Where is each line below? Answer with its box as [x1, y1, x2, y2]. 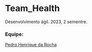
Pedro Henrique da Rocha [5, 42, 57, 48]
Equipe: [5, 31, 24, 38]
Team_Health [5, 3, 60, 14]
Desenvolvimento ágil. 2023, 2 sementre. [5, 19, 88, 25]
